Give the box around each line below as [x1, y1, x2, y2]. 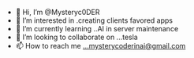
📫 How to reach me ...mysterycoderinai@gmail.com [15, 42, 186, 50]
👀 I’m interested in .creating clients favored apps [15, 16, 173, 25]
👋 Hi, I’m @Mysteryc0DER [15, 8, 100, 16]
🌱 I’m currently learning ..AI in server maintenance [15, 24, 179, 33]
